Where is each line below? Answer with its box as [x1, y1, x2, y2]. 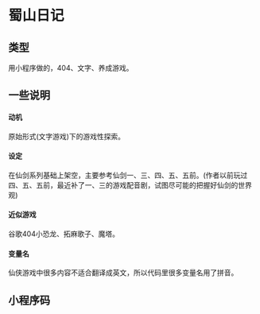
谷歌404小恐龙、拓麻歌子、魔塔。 [8, 229, 119, 238]
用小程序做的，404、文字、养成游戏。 [8, 64, 134, 72]
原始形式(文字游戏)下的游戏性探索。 [8, 131, 126, 141]
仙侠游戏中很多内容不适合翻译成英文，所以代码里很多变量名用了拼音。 [8, 268, 239, 277]
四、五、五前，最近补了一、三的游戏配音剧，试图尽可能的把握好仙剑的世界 [8, 180, 252, 190]
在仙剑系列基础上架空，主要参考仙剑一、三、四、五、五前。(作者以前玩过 [8, 170, 248, 180]
